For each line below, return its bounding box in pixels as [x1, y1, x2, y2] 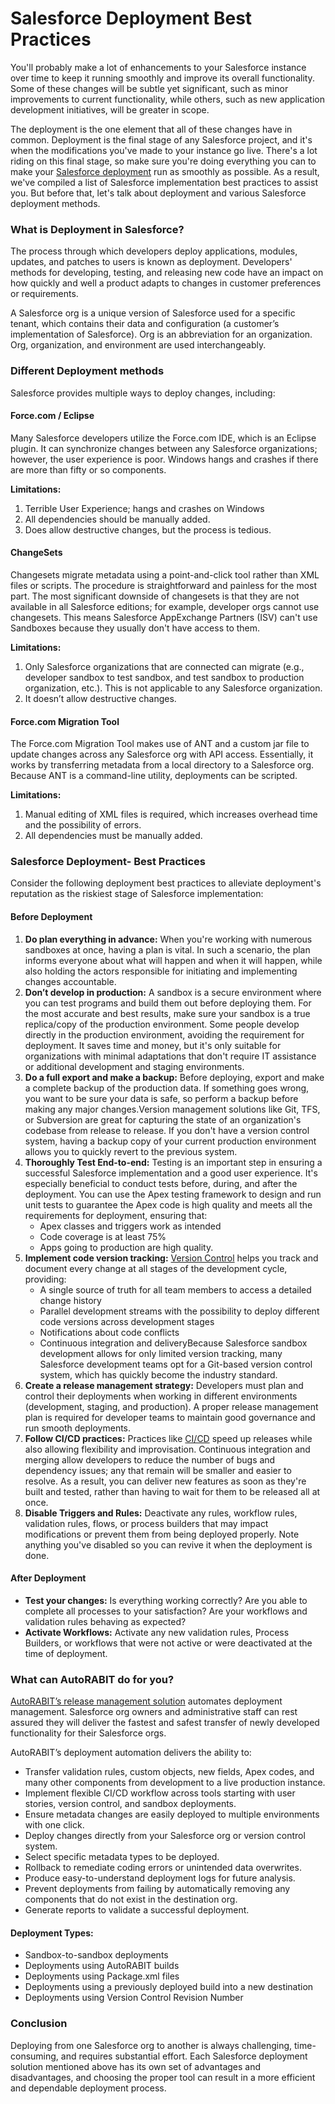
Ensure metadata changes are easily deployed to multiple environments [24, 1808, 320, 1821]
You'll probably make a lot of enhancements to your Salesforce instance [10, 61, 307, 73]
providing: [24, 1273, 67, 1285]
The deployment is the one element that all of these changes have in [10, 123, 293, 135]
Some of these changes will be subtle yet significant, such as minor [10, 82, 289, 94]
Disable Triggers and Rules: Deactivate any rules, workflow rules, [24, 1507, 298, 1519]
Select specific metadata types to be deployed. [24, 1851, 220, 1863]
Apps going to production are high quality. [39, 1241, 214, 1253]
